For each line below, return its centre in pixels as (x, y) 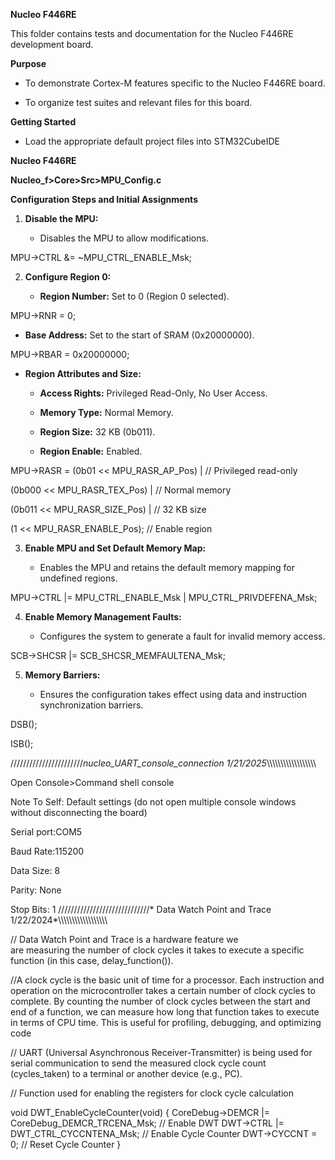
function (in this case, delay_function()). (92, 960)
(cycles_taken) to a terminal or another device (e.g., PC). (126, 1073)
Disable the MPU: (61, 218)
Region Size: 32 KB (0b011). (97, 432)
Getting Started (43, 122)
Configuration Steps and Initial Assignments (104, 199)
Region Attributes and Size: (83, 373)
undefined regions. (78, 578)
